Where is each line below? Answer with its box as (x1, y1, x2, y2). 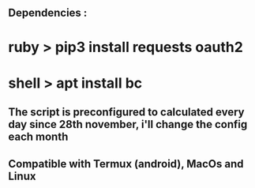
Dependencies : (8, 6, 88, 20)
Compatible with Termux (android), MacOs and (8, 157, 244, 171)
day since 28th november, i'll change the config (8, 118, 248, 131)
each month (8, 130, 69, 144)
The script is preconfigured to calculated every (8, 106, 245, 119)
